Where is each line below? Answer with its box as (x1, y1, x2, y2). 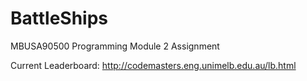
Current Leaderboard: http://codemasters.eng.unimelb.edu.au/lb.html (10, 59, 297, 71)
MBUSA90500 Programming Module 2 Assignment (10, 40, 220, 52)
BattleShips (10, 7, 109, 30)
